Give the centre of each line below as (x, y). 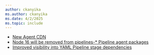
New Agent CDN (29, 37)
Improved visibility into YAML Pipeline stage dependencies (72, 47)
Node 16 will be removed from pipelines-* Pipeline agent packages (80, 42)
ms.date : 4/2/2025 (24, 18)
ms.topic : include (24, 23)
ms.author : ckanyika (26, 14)
